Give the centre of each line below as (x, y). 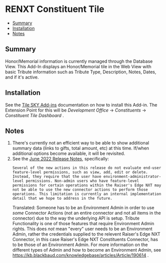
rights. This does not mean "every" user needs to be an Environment (82, 229)
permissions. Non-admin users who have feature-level (82, 181)
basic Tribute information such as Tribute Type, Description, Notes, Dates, (81, 72)
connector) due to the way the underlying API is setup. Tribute (76, 218)
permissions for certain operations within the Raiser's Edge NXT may (87, 185)
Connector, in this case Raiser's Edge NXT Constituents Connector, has (85, 240)
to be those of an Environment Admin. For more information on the (80, 245)
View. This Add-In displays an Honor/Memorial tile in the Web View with (78, 66)
